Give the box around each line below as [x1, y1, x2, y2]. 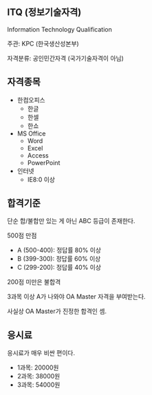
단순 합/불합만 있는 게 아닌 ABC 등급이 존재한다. [7, 217, 135, 225]
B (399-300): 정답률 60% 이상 [17, 255, 101, 263]
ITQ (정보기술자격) [7, 6, 82, 19]
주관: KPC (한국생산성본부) [7, 39, 79, 47]
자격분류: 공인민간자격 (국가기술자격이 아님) [7, 54, 124, 62]
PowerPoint [27, 158, 61, 167]
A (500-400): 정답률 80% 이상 [17, 246, 102, 255]
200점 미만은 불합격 [7, 278, 61, 286]
